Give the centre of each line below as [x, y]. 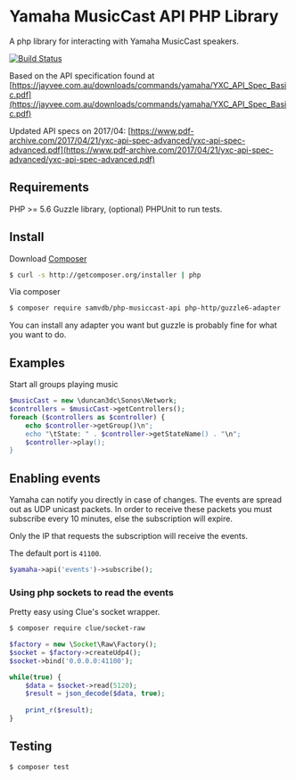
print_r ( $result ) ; [59, 710]
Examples [37, 363]
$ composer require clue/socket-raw [77, 628]
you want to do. [38, 335]
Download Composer [48, 258]
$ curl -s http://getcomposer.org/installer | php [105, 275]
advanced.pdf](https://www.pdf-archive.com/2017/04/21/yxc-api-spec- [141, 150]
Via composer [35, 292]
